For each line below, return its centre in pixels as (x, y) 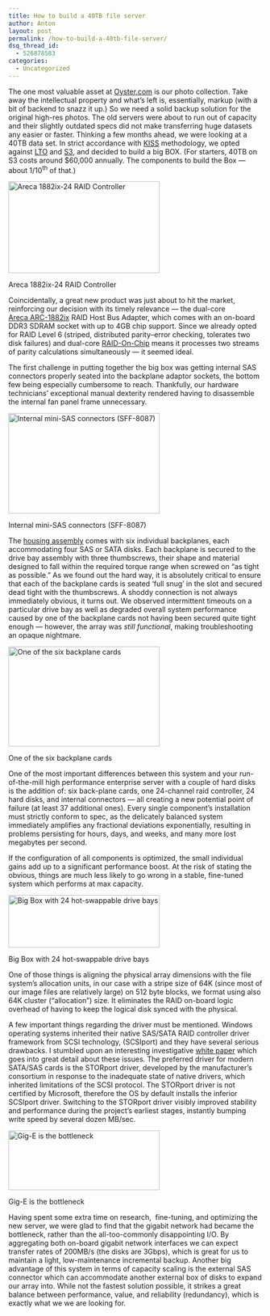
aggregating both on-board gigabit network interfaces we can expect (124, 1243)
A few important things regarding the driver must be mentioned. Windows (131, 1025)
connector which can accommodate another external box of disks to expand (135, 1277)
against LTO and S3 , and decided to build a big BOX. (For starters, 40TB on (133, 151)
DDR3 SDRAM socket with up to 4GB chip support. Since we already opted (133, 326)
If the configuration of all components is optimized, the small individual (126, 858)
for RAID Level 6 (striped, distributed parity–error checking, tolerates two (129, 335)
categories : (28, 61)
